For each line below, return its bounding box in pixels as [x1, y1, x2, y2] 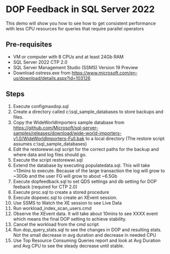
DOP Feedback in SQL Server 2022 [6, 4, 155, 15]
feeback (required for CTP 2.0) [13, 183, 78, 190]
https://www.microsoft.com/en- [71, 70, 138, 76]
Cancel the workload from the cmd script [13, 221, 99, 227]
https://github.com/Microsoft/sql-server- [13, 125, 99, 131]
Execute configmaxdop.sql [13, 103, 69, 109]
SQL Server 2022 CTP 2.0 [13, 59, 68, 65]
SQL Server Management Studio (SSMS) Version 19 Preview [13, 64, 138, 70]
